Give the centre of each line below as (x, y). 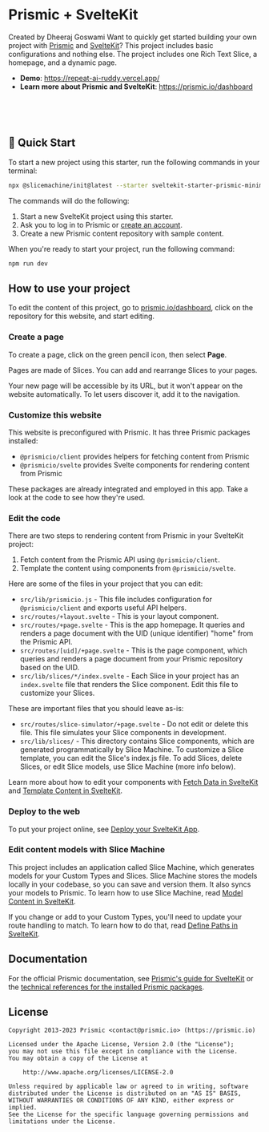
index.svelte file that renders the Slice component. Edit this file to (129, 685)
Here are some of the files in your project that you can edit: (106, 584)
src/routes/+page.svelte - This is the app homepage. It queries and (132, 625)
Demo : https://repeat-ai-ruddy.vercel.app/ (90, 78)
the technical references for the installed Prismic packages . (106, 987)
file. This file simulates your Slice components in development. (123, 733)
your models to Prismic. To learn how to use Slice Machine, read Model (126, 892)
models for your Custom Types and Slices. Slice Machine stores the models (133, 875)
